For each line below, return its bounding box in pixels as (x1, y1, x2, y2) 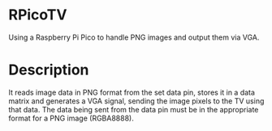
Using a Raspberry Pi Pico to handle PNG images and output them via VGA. (8, 32, 260, 42)
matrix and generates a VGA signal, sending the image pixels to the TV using (8, 95, 265, 106)
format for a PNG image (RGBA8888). (8, 113, 134, 123)
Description (8, 61, 89, 79)
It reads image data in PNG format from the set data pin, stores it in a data (8, 87, 256, 97)
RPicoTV (8, 6, 67, 24)
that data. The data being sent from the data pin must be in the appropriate (8, 104, 259, 114)
